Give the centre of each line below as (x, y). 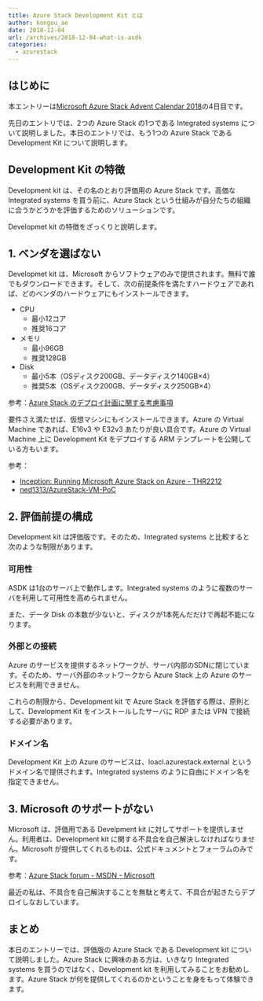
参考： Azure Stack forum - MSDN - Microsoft (82, 875)
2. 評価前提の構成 (50, 516)
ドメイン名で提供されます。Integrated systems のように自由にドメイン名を (129, 772)
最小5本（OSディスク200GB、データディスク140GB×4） (122, 376)
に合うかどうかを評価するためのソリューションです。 (94, 210)
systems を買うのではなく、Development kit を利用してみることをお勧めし (129, 969)
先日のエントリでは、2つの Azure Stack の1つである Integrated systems (124, 123)
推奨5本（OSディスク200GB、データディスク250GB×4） (123, 386)
